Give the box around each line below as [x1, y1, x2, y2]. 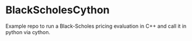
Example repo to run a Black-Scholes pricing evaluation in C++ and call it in [5, 23, 187, 29]
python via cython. [5, 28, 51, 35]
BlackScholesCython [5, 3, 110, 17]
